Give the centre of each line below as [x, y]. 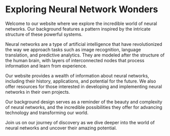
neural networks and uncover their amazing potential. [61, 128]
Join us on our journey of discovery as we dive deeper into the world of [80, 122]
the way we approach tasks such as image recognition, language [73, 49]
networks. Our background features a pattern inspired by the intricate [78, 29]
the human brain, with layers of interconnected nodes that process [75, 60]
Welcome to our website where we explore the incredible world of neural [81, 23]
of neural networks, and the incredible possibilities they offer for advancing [84, 107]
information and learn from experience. [46, 66]
